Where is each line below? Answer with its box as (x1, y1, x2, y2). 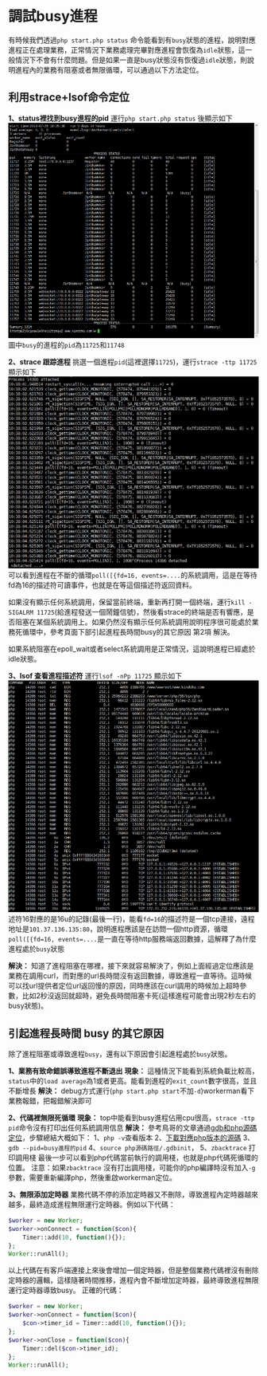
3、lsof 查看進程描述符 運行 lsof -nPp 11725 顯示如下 (8, 671, 183, 681)
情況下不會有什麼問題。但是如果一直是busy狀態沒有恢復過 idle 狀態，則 (14, 55, 248, 65)
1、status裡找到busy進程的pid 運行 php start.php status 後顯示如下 (8, 113, 233, 123)
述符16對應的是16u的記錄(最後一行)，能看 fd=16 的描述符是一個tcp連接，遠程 (8, 914, 256, 924)
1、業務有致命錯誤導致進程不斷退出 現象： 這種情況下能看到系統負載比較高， (8, 1066, 259, 1075)
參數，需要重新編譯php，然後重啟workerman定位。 (8, 1173, 176, 1182)
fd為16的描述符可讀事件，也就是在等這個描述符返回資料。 (8, 580, 196, 590)
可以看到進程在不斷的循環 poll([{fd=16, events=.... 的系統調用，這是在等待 (8, 571, 257, 580)
